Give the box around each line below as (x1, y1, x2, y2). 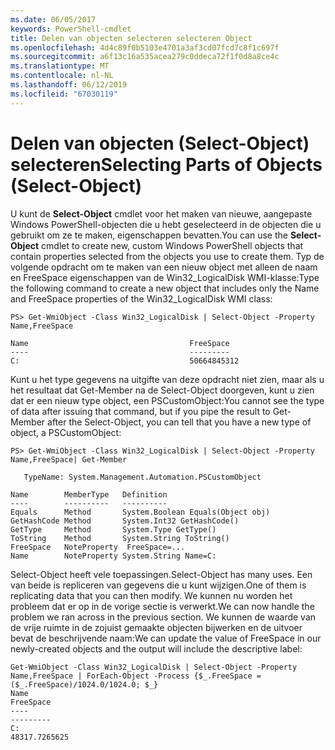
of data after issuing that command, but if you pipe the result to (10, 405, 271, 417)
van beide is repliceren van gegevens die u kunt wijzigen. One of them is (10, 579, 307, 591)
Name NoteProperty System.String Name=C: (10, 551, 217, 561)
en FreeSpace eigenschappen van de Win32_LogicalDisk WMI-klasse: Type (10, 271, 320, 283)
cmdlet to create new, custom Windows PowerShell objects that (41, 239, 304, 251)
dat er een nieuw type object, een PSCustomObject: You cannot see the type (10, 394, 325, 406)
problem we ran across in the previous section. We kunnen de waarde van (10, 611, 317, 623)
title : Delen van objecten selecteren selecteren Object (10, 33, 253, 43)
